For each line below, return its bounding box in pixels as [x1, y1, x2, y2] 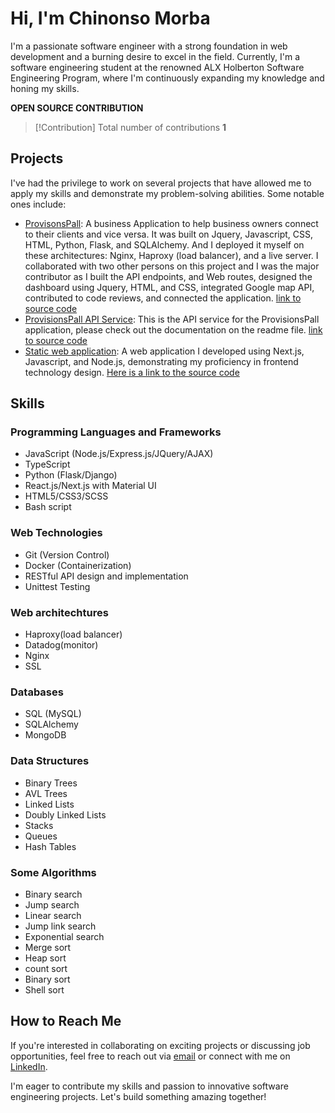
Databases [10, 685, 64, 699]
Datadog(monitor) [24, 639, 99, 651]
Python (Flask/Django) [24, 469, 118, 481]
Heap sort [24, 952, 67, 964]
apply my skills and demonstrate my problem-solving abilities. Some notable [10, 187, 325, 199]
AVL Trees [24, 787, 68, 799]
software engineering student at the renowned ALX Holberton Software [10, 61, 305, 73]
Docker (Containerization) [24, 559, 132, 571]
